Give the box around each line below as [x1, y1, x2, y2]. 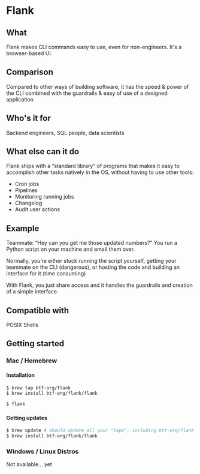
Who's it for [6, 113, 51, 124]
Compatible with [6, 305, 69, 316]
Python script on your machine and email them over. [6, 245, 135, 253]
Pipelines [14, 187, 38, 194]
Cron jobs [14, 181, 40, 188]
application [6, 95, 34, 103]
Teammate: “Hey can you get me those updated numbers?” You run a [6, 239, 178, 247]
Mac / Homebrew [6, 356, 57, 365]
